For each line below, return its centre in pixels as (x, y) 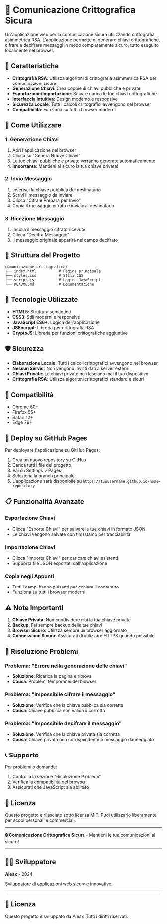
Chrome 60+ (25, 407)
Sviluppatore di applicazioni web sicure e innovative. (59, 884)
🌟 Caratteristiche (32, 66)
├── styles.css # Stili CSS (44, 275)
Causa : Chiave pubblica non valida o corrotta (59, 711)
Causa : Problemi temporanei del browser (54, 681)
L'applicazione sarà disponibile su (47, 481)
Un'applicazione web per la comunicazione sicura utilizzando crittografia (80, 34)
